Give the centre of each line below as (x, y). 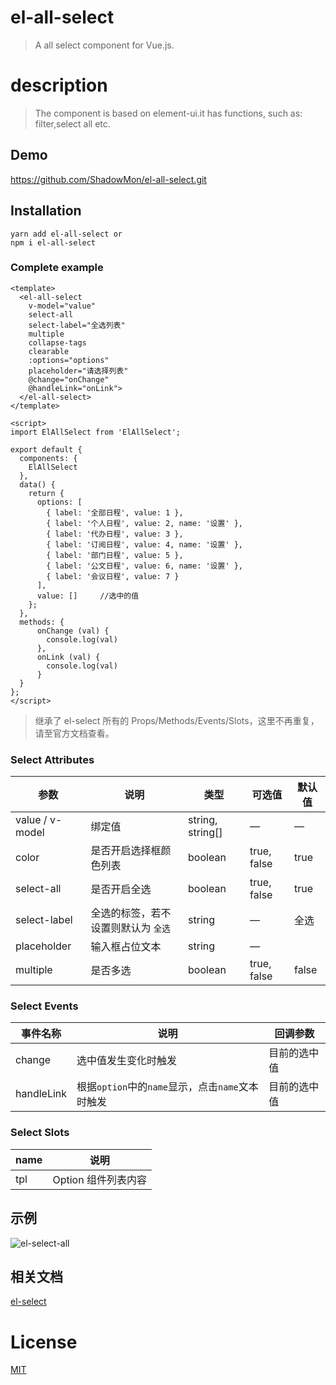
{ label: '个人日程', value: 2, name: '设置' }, (145, 523)
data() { (37, 484)
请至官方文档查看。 (74, 733)
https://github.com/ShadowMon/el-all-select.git (108, 179)
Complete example (57, 268)
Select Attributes (52, 759)
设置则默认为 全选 (130, 928)
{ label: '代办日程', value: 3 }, (115, 534)
